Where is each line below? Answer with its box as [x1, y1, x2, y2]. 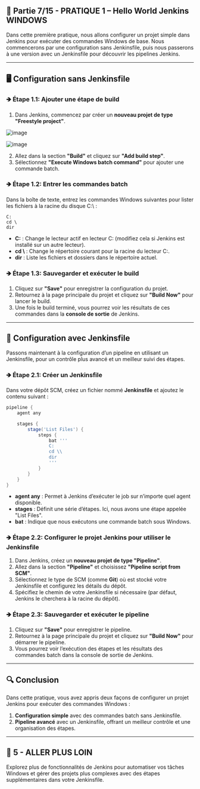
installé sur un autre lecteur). [14, 241, 86, 248]
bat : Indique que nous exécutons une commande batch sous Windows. [14, 518, 192, 525]
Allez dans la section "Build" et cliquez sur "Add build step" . [14, 152, 165, 159]
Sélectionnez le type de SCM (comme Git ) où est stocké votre [14, 576, 167, 583]
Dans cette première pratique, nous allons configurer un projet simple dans [6, 31, 190, 38]
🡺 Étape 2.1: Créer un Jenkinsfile [6, 371, 102, 379]
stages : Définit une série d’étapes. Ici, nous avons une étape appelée [14, 506, 186, 513]
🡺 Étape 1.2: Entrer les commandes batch [6, 180, 128, 188]
